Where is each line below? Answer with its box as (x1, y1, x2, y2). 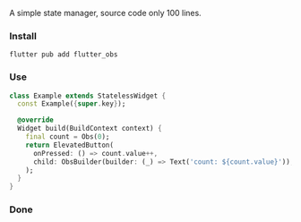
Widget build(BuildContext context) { (17, 124, 163, 133)
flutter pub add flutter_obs (9, 50, 118, 59)
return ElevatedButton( (25, 141, 115, 149)
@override (17, 115, 54, 124)
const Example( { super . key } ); (17, 99, 126, 108)
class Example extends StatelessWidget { (9, 91, 167, 100)
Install (9, 30, 38, 42)
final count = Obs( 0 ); (25, 132, 110, 141)
